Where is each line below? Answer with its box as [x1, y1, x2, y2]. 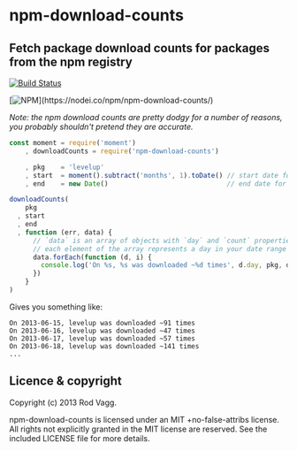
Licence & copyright [9, 373, 122, 389]
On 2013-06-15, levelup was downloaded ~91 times [9, 318, 196, 327]
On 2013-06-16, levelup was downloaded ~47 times [9, 326, 196, 335]
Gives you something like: [9, 302, 103, 312]
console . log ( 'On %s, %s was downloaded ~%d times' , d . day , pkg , [41, 261, 283, 270]
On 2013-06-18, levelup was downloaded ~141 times [9, 341, 200, 350]
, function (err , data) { [17, 227, 113, 237]
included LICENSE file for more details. [9, 432, 150, 443]
